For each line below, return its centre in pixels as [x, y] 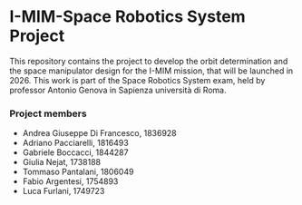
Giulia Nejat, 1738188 [62, 162]
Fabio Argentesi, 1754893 [70, 181]
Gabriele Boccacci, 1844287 [75, 152]
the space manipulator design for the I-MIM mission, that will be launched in [151, 71]
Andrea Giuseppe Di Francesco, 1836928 [99, 133]
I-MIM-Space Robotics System [128, 17]
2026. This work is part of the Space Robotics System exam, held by [137, 80]
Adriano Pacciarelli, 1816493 [75, 143]
